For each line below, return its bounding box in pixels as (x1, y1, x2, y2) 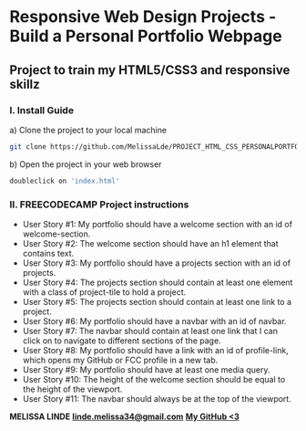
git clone (9, 142, 47, 152)
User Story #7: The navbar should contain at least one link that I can (22, 325, 278, 336)
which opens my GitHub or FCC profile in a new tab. (22, 354, 219, 365)
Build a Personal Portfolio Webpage (9, 26, 282, 47)
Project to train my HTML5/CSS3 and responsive (9, 62, 291, 78)
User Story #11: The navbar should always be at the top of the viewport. (22, 393, 291, 404)
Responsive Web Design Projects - (9, 6, 277, 27)
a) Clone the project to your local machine (9, 124, 167, 135)
